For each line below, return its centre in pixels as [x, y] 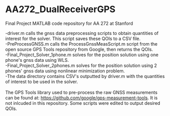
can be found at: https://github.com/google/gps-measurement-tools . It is [81, 98]
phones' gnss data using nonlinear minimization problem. [65, 71]
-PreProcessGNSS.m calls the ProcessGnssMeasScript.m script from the [81, 44]
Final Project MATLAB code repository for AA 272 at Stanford [69, 23]
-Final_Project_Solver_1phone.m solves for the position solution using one [82, 55]
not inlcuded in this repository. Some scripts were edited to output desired [83, 103]
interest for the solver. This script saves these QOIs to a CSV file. [73, 38]
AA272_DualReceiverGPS [60, 9]
